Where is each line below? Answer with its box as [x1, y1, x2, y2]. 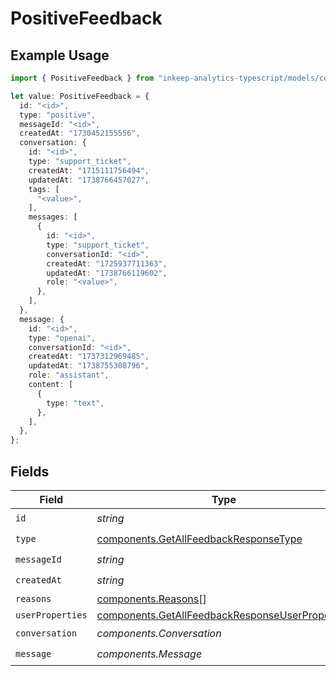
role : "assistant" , [28, 370, 110, 381]
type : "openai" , [28, 333, 97, 343]
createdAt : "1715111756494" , [28, 165, 150, 176]
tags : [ [28, 184, 60, 194]
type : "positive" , [19, 110, 97, 120]
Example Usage [10, 47, 110, 64]
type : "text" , [46, 398, 105, 408]
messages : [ [28, 212, 78, 222]
